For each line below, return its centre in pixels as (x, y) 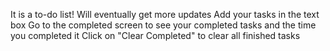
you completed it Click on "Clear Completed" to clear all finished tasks (155, 35)
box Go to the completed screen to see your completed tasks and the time (163, 25)
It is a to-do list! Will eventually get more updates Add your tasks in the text (165, 14)
